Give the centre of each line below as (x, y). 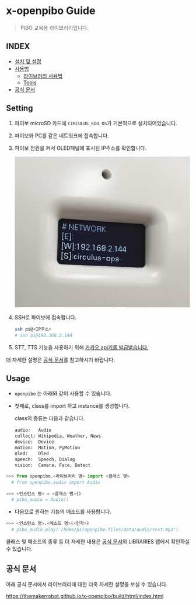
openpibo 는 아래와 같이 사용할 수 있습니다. (63, 393)
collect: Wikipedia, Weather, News (58, 436)
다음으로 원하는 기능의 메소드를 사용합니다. (63, 512)
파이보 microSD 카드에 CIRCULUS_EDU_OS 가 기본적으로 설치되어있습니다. (96, 123)
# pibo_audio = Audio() (40, 500)
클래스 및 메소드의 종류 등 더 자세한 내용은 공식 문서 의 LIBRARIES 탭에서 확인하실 (98, 542)
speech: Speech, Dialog (45, 459)
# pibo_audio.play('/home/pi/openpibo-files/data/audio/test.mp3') (95, 530)
